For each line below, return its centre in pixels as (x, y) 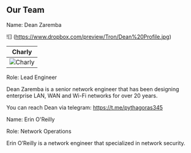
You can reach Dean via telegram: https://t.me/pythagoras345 (85, 107)
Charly (22, 51)
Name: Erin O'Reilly (31, 119)
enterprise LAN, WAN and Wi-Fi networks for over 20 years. (82, 95)
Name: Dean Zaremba (34, 24)
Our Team (25, 10)
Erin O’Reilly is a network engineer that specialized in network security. (96, 143)
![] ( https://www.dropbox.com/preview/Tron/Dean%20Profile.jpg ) (89, 37)
